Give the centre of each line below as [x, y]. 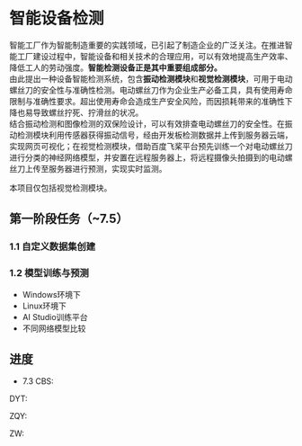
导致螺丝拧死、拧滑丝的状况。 [88, 112]
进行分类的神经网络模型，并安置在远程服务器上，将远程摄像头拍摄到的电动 [147, 157]
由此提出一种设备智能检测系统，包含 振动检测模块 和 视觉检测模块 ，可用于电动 [151, 78]
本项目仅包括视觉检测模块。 [61, 187]
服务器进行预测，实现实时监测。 [107, 168]
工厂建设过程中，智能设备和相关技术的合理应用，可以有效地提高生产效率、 [155, 56]
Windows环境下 [51, 294]
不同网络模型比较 [54, 328]
